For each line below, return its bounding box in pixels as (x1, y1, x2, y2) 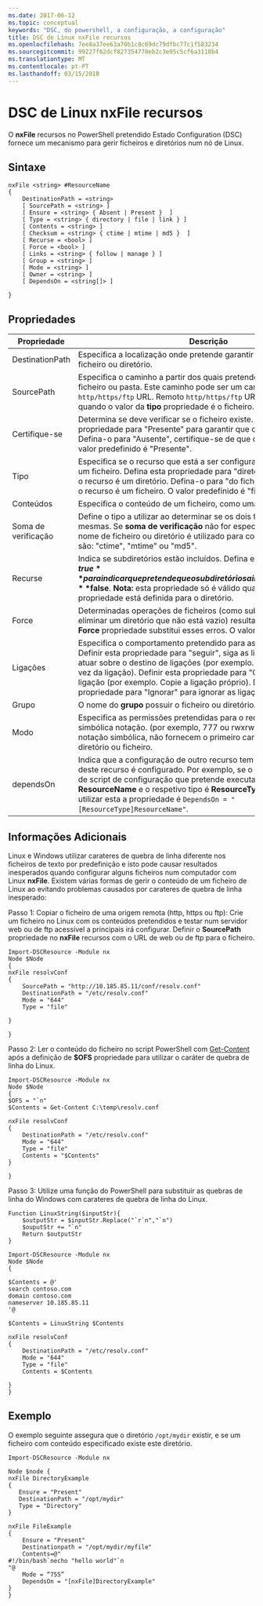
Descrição (189, 336, 229, 347)
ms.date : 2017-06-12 (8, 11, 76, 20)
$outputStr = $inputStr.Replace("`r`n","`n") (22, 1217, 174, 1225)
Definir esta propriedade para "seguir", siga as (77, 648, 249, 659)
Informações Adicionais (8, 830, 128, 844)
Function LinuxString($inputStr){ (8, 1210, 121, 1217)
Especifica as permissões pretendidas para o (77, 712, 244, 723)
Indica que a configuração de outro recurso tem (77, 754, 254, 765)
